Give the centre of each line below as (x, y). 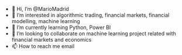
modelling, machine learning (46, 21)
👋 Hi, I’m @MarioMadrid (40, 9)
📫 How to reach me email (43, 46)
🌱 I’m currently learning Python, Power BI (61, 27)
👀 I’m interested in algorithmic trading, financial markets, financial (90, 15)
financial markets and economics (51, 40)
